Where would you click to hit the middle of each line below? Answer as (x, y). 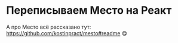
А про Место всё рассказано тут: (49, 27)
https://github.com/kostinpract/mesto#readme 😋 (67, 33)
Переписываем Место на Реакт (89, 10)
